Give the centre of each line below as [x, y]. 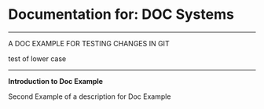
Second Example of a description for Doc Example [90, 96]
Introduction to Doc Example [56, 81]
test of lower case [37, 58]
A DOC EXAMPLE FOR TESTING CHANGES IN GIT [89, 43]
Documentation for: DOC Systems [121, 15]
